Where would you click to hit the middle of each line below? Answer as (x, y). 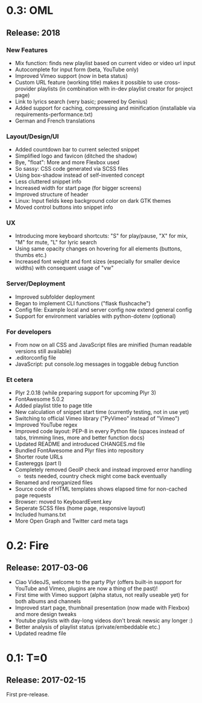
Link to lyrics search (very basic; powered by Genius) (81, 101)
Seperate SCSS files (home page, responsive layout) (80, 508)
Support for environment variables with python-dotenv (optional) (95, 316)
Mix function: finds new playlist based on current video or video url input (105, 63)
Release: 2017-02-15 (46, 680)
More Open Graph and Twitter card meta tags (71, 521)
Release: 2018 (33, 33)
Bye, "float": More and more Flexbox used (67, 162)
